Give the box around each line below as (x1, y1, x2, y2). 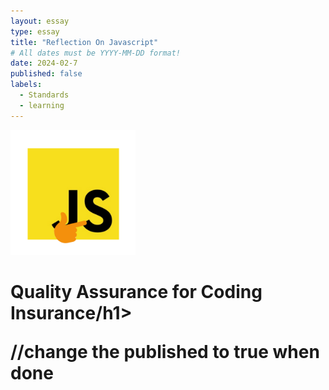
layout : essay (10, 16, 70, 26)
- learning (19, 100, 65, 110)
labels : (10, 80, 43, 90)
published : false (10, 69, 83, 79)
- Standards (19, 90, 70, 100)
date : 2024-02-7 (10, 58, 78, 69)
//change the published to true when (10, 340, 320, 363)
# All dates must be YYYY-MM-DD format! (10, 48, 182, 58)
